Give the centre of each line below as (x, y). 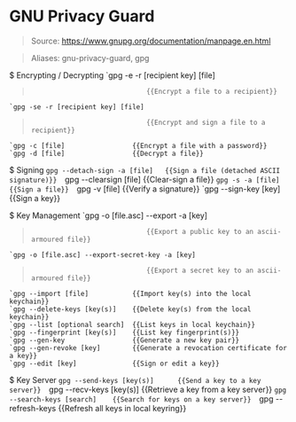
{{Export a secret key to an (200, 270)
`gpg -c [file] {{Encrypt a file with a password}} (138, 145)
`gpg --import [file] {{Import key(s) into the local (130, 293)
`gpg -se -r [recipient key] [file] (77, 107)
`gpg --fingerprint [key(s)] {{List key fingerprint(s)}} (125, 332)
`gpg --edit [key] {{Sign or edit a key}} (114, 363)
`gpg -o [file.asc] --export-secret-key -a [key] (103, 254)
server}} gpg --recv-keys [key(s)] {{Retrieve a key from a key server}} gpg (148, 389)
